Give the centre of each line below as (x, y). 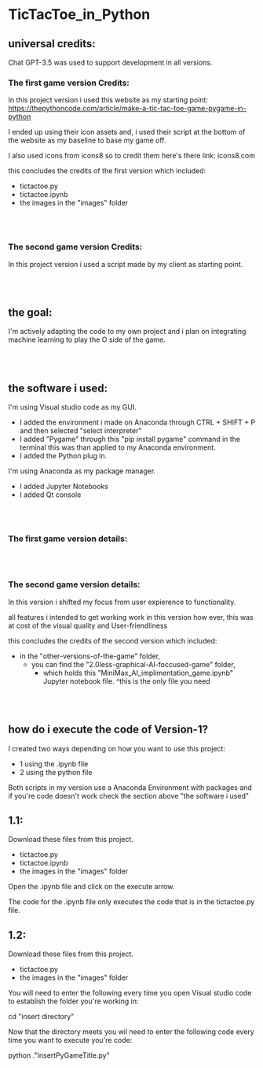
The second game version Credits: (75, 247)
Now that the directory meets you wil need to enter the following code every (131, 1032)
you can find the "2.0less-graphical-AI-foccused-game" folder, (133, 664)
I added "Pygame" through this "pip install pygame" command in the (130, 439)
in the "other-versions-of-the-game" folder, (90, 656)
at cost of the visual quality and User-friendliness (88, 625)
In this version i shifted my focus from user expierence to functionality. (122, 602)
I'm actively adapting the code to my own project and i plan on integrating (127, 332)
